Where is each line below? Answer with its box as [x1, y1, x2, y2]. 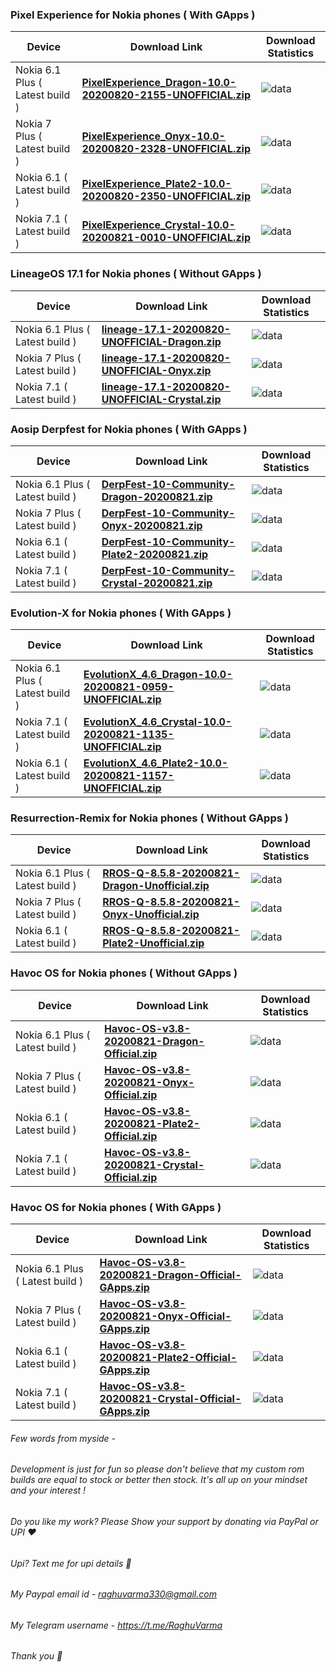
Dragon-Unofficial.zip [102, 879, 210, 893]
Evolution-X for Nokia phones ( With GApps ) [10, 606, 232, 620]
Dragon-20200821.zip [101, 489, 213, 503]
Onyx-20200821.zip [101, 518, 203, 532]
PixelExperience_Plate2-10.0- [81, 177, 232, 191]
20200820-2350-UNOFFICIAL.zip [81, 189, 251, 203]
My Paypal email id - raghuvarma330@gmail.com [10, 1588, 217, 1600]
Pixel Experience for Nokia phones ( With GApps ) [10, 8, 256, 22]
